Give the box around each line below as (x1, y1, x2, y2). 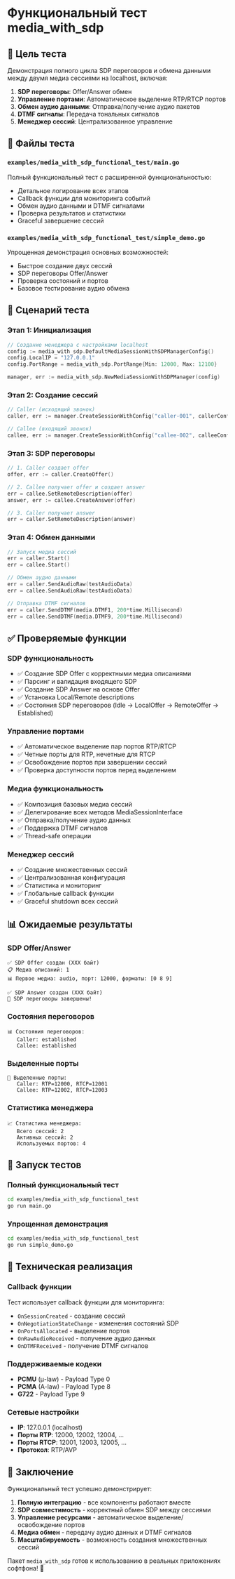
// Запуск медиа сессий (7, 548, 77, 555)
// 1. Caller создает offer (7, 465, 90, 472)
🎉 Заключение (7, 1466, 74, 1478)
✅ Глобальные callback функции (17, 890, 114, 898)
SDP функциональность (7, 653, 94, 663)
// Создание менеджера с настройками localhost (7, 341, 149, 348)
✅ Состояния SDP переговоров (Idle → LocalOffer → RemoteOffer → (17, 701, 219, 710)
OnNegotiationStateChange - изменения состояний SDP (17, 1319, 180, 1328)
